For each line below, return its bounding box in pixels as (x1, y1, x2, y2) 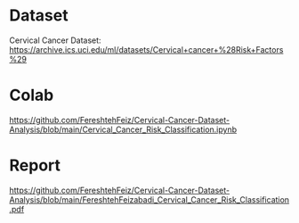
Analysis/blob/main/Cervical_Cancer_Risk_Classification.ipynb (9, 124, 238, 135)
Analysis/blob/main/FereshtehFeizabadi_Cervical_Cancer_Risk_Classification (9, 194, 290, 205)
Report (9, 155, 61, 176)
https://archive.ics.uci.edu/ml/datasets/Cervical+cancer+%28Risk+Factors (9, 44, 284, 54)
